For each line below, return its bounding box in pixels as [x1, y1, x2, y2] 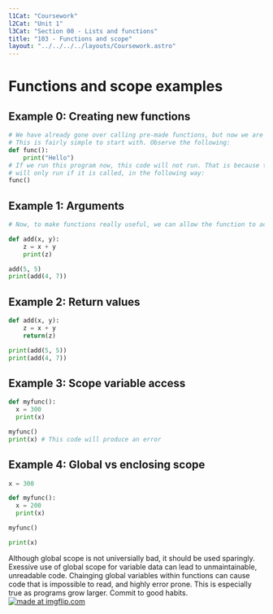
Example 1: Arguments [8, 198, 124, 212]
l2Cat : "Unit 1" [8, 20, 63, 28]
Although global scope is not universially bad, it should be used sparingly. [8, 553, 256, 563]
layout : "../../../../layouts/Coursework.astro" [8, 42, 176, 50]
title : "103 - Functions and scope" [8, 34, 132, 43]
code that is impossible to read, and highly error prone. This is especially [8, 579, 252, 589]
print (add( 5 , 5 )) [8, 346, 67, 355]
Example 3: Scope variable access [8, 376, 186, 390]
